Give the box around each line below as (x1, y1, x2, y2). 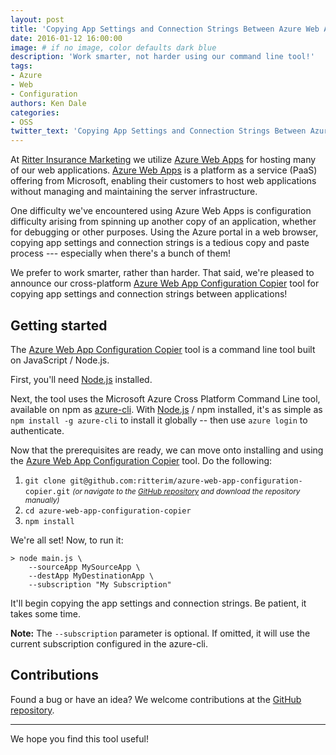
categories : (10, 107, 60, 118)
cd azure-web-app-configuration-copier (24, 506, 192, 516)
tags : (10, 61, 33, 71)
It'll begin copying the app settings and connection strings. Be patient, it (10, 597, 307, 609)
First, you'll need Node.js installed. (10, 373, 153, 385)
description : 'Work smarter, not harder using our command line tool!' (10, 52, 315, 62)
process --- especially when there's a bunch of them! (10, 247, 231, 260)
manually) (24, 495, 60, 505)
